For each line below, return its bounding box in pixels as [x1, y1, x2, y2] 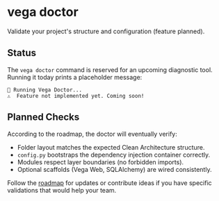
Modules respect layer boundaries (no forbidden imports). [17, 157, 184, 166]
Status [7, 47, 37, 59]
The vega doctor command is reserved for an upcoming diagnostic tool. [7, 65, 213, 73]
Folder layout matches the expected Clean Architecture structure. [17, 143, 205, 151]
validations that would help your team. [7, 186, 117, 194]
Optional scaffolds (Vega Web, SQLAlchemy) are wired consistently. [17, 165, 212, 173]
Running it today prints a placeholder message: [7, 73, 143, 81]
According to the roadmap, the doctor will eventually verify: [7, 130, 177, 138]
